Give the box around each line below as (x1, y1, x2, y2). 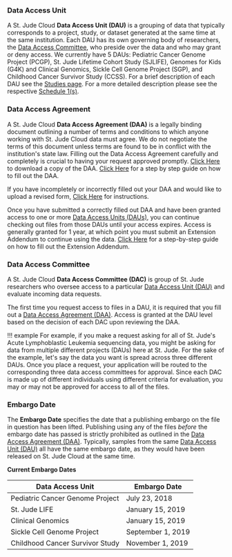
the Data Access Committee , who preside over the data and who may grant (7, 43, 222, 52)
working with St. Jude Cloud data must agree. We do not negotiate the (7, 135, 208, 143)
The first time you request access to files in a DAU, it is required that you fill (7, 303, 222, 311)
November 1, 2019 (126, 538, 188, 548)
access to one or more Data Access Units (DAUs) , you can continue (7, 213, 200, 221)
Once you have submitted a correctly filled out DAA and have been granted (7, 206, 221, 214)
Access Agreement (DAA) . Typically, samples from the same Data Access (7, 438, 217, 446)
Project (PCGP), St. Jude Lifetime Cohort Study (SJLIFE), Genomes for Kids (7, 58, 222, 66)
